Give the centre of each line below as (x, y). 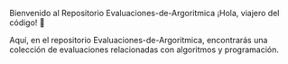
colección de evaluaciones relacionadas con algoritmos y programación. (144, 50)
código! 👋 (27, 23)
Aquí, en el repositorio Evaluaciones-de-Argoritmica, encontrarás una (139, 40)
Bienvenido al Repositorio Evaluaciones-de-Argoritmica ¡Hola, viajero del (144, 13)
